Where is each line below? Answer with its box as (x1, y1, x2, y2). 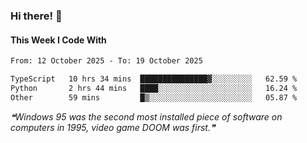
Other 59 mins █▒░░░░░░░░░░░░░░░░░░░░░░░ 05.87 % (10, 92, 298, 103)
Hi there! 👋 (10, 9, 63, 23)
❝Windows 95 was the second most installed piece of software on (10, 110, 283, 123)
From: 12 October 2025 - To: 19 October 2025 (10, 56, 203, 66)
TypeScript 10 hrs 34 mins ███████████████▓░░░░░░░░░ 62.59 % (10, 74, 298, 84)
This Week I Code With (10, 34, 107, 46)
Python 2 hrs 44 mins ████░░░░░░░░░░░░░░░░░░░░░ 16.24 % (10, 83, 298, 93)
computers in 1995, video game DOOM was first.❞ (10, 121, 216, 133)
